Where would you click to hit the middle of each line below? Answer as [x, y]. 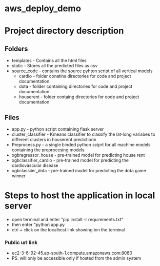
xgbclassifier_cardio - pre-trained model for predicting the [70, 160]
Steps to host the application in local [80, 195]
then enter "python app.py [38, 225]
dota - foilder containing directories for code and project [76, 86]
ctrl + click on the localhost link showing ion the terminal [68, 229]
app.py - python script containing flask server [58, 129]
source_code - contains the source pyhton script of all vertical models [82, 71]
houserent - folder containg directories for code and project [79, 97]
